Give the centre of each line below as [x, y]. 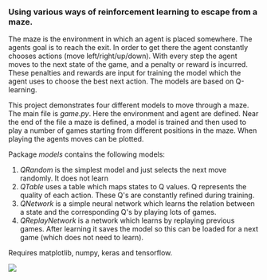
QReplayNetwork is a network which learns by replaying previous [127, 220]
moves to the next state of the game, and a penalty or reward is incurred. [128, 64]
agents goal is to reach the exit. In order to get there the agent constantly [128, 48]
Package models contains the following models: [87, 154]
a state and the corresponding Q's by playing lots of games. [118, 212]
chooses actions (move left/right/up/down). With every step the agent [123, 56]
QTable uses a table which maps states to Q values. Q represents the [133, 187]
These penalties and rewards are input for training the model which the [125, 73]
